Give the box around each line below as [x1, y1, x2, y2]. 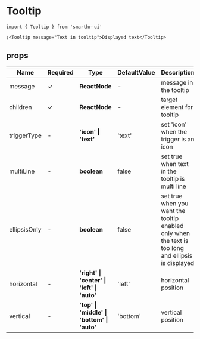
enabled [160, 221, 184, 230]
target [160, 95, 178, 104]
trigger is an [160, 135, 195, 143]
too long [160, 244, 185, 252]
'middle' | [79, 308, 107, 316]
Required [47, 68, 74, 76]
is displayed [160, 258, 195, 267]
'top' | [79, 300, 97, 309]
